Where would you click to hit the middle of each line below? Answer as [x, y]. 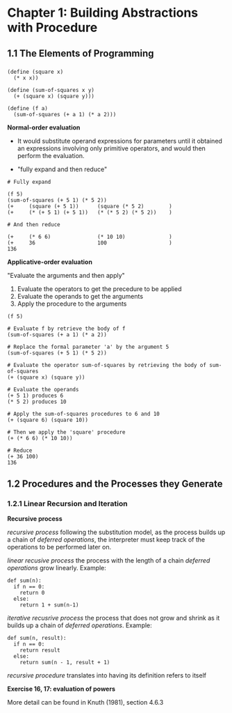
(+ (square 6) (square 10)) [48, 420]
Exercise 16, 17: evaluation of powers [61, 689]
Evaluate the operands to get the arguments [80, 296]
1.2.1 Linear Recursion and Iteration [67, 503]
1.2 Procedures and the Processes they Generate [115, 484]
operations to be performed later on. [59, 547]
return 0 [32, 593]
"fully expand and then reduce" [62, 169]
